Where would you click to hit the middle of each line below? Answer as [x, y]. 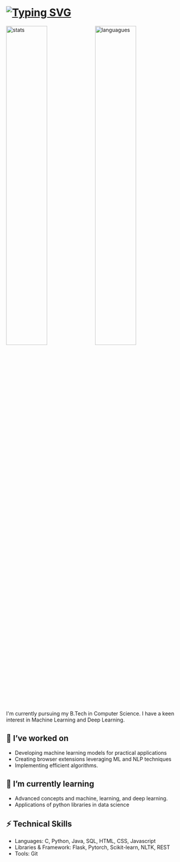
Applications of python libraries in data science [72, 804]
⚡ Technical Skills [39, 824]
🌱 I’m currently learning [50, 784]
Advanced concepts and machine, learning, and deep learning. [91, 798]
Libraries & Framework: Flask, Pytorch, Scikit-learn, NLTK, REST [92, 847]
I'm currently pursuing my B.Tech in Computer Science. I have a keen [90, 713]
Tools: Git [26, 854]
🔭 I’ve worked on [37, 738]
